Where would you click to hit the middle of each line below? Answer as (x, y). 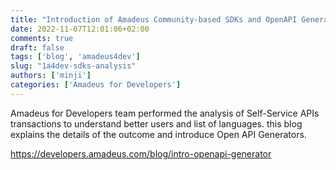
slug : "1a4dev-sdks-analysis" (73, 66)
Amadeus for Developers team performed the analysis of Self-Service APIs (165, 113)
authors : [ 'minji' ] (51, 76)
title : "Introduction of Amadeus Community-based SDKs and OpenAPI (154, 19)
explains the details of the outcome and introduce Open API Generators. (158, 134)
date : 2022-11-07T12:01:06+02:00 (80, 29)
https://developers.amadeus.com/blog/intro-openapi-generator (141, 153)
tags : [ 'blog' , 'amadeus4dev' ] (75, 57)
